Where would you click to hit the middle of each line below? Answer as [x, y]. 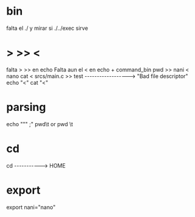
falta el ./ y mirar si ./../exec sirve [47, 28]
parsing [26, 107]
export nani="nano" [31, 207]
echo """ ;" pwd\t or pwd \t [40, 124]
